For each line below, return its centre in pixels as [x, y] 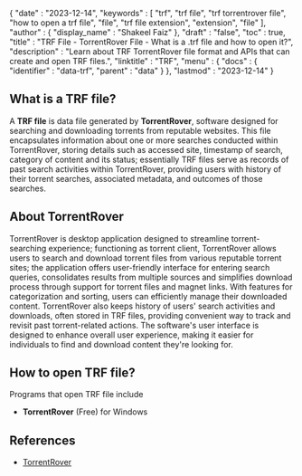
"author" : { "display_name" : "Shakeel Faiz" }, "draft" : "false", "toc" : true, [148, 32]
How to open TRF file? [72, 373]
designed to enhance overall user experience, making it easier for [132, 335]
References [42, 440]
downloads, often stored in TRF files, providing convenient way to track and [150, 315]
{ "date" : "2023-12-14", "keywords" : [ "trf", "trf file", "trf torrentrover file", [148, 13]
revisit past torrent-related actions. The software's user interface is [134, 325]
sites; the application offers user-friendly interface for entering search [140, 267]
